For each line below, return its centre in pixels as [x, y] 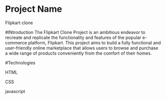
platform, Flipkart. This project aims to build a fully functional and [94, 42]
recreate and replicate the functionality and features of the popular [73, 37]
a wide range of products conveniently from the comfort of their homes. [79, 53]
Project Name [34, 9]
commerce [16, 42]
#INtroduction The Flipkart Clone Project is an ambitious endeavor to [75, 32]
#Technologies [20, 63]
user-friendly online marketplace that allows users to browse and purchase [82, 48]
